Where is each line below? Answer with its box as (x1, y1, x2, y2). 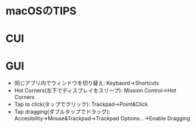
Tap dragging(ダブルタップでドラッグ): (14, 108, 111, 115)
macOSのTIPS (5, 4, 77, 18)
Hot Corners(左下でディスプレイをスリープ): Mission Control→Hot (14, 87, 177, 94)
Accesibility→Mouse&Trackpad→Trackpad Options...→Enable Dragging (14, 115, 191, 122)
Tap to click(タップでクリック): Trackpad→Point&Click (14, 101, 148, 108)
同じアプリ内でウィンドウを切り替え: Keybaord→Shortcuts (14, 80, 160, 87)
